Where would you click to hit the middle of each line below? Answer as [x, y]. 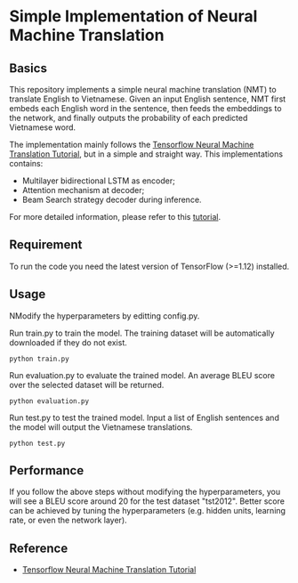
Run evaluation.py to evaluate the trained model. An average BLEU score [142, 375]
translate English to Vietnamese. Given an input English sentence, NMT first [148, 99]
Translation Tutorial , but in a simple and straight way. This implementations [146, 154]
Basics [28, 68]
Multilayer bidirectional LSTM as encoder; [98, 181]
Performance [47, 470]
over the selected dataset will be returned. [87, 385]
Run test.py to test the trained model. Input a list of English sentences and [145, 417]
